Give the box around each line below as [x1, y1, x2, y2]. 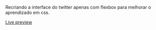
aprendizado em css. [5, 9, 50, 15]
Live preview [5, 19, 32, 25]
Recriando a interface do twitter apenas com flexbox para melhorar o [5, 4, 151, 10]
